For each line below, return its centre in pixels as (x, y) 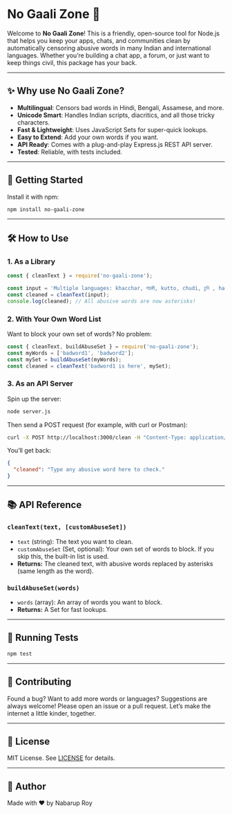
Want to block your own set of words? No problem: (79, 334)
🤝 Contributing (39, 682)
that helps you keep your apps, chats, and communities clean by (99, 40)
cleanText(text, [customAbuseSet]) (67, 527)
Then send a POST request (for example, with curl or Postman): (97, 424)
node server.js (29, 411)
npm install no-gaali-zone (46, 209)
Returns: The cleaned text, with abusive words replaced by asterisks (115, 563)
